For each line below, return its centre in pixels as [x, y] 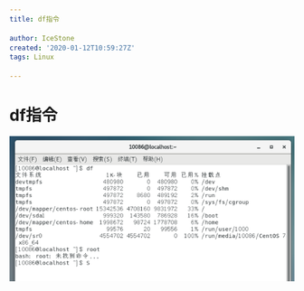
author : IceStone [42, 38]
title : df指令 [35, 19]
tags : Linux [32, 57]
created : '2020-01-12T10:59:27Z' [72, 48]
